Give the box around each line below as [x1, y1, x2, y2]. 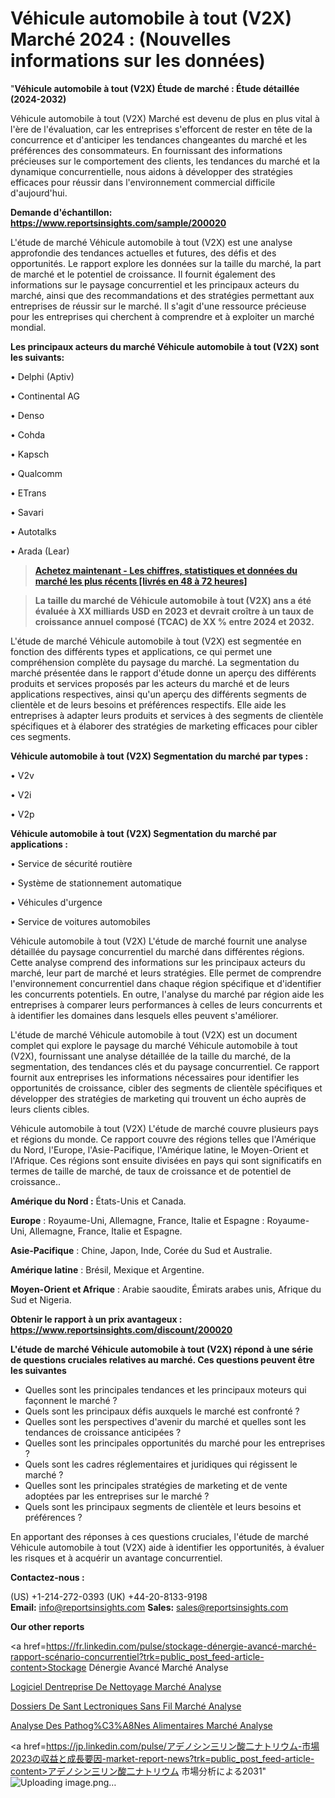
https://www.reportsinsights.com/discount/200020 [10, 1323, 233, 1336]
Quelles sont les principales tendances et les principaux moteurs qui [24, 1383, 307, 1396]
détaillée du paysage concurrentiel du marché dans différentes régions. [10, 945, 305, 957]
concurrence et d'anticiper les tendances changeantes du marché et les [10, 133, 308, 146]
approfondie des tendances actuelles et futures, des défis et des [10, 247, 277, 259]
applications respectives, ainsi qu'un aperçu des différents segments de [10, 688, 307, 700]
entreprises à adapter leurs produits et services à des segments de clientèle [10, 709, 324, 721]
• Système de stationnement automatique [10, 877, 182, 889]
